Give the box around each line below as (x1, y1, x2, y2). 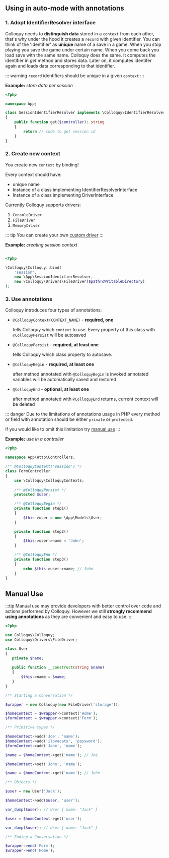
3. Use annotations (5, 296, 53, 303)
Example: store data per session (5, 82, 73, 88)
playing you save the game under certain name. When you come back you (5, 46, 159, 52)
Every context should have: (5, 171, 62, 177)
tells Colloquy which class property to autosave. (12, 351, 112, 357)
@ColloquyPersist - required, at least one (12, 342, 99, 348)
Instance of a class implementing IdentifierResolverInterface (12, 187, 138, 193)
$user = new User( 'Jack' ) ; (5, 789, 62, 794)
